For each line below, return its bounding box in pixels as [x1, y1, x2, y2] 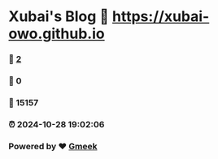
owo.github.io [8, 24, 105, 43]
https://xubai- [112, 7, 210, 26]
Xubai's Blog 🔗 [8, 7, 110, 26]
